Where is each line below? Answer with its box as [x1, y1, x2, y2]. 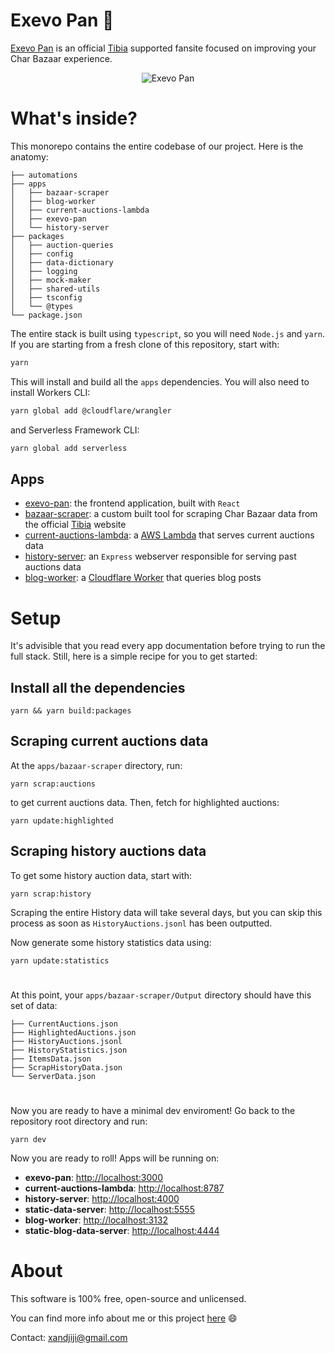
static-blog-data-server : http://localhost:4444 [24, 1225, 220, 1237]
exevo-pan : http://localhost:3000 [24, 1172, 163, 1184]
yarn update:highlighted [10, 815, 114, 826]
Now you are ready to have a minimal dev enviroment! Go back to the [10, 1105, 296, 1117]
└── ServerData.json [10, 1071, 97, 1081]
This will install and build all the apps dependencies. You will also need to [10, 375, 310, 388]
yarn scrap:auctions [10, 779, 97, 789]
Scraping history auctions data [10, 843, 207, 860]
